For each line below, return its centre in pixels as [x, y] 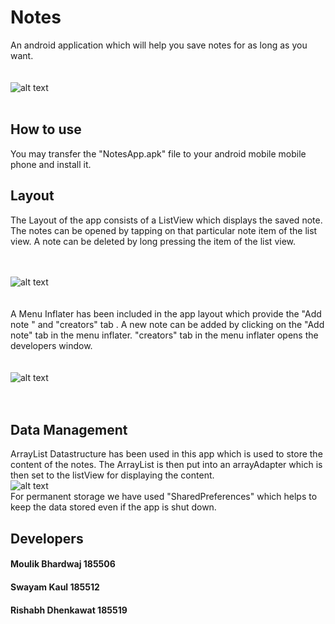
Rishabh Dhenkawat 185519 [69, 610]
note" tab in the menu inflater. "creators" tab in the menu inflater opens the [164, 335]
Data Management [69, 429]
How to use [46, 129]
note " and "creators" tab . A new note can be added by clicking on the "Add [167, 324]
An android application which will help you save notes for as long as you [159, 45]
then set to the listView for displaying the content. [112, 475]
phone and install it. [51, 164]
